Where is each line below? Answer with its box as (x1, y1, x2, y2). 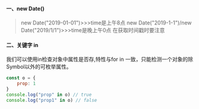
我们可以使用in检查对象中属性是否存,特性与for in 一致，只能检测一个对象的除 (6, 56, 194, 63)
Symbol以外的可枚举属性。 (6, 63, 72, 70)
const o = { (6, 75, 36, 81)
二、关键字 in (6, 41, 39, 48)
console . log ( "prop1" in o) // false (6, 97, 97, 103)
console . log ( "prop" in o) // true (6, 92, 92, 98)
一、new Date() (6, 5, 45, 12)
